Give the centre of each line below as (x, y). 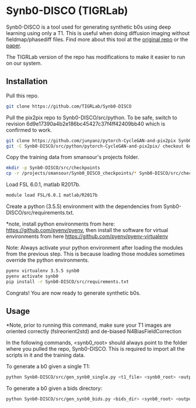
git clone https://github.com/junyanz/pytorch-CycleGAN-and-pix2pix (91, 141)
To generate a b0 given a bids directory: (54, 388)
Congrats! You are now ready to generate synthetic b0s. (73, 293)
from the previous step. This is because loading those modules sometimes (95, 254)
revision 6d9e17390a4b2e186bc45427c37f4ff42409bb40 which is (86, 123)
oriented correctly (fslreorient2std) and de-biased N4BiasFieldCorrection (94, 331)
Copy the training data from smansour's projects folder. (73, 157)
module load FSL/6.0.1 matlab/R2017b (52, 195)
